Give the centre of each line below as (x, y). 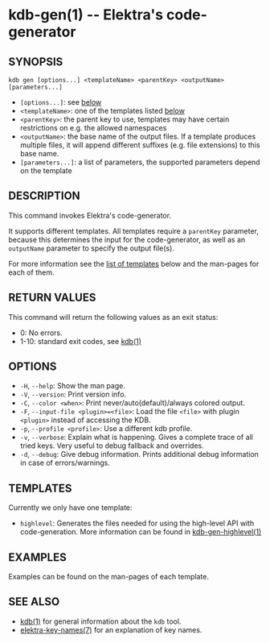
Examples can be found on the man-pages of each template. (108, 577)
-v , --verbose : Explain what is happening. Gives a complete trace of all (136, 438)
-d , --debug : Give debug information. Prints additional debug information (139, 454)
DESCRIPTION (44, 196)
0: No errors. (41, 333)
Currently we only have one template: (70, 508)
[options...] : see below (61, 102)
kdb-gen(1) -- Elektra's (86, 15)
